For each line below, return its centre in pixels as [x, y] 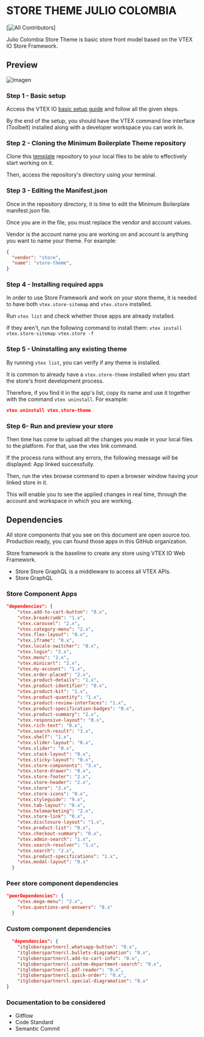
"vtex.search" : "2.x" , [46, 851]
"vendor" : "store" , [37, 257]
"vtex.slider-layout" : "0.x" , [56, 743]
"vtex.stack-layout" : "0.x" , [54, 754]
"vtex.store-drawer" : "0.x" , [54, 771]
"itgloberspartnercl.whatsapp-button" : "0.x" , [77, 947]
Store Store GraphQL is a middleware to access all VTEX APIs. [93, 571]
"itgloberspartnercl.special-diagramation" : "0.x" [83, 981]
